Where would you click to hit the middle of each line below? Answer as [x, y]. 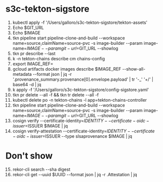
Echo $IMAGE [27, 33]
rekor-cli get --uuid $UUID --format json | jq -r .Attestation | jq [75, 174]
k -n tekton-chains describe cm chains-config [59, 58]
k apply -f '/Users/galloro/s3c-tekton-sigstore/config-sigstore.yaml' [81, 90]
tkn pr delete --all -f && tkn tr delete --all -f [56, 95]
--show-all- [134, 69]
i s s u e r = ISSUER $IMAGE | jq [40, 126]
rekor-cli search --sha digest [41, 169]
